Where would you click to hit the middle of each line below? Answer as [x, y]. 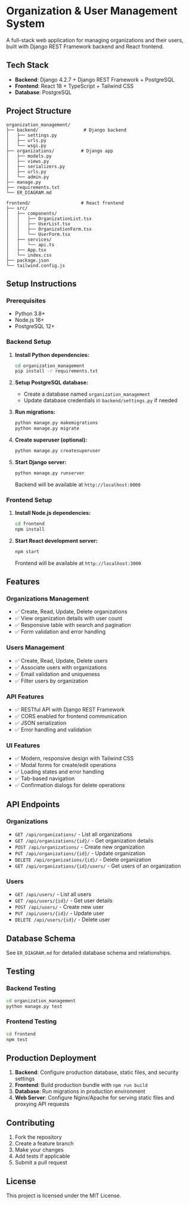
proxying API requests [42, 1104]
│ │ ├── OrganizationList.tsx [49, 219]
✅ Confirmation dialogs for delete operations [70, 785]
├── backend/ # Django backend [66, 130]
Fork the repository [38, 1137]
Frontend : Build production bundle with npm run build [81, 1085]
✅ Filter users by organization [51, 681]
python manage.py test [34, 1006]
